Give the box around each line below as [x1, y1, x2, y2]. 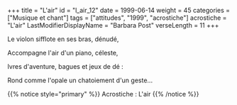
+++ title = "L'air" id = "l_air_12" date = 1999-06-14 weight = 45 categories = [7, 6, 231, 14]
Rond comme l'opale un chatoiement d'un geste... [7, 76, 153, 84]
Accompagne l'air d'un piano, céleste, [7, 49, 118, 57]
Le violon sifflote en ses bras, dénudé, [7, 35, 119, 43]
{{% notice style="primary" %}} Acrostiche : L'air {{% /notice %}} [7, 90, 199, 98]
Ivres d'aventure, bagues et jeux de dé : [7, 62, 124, 70]
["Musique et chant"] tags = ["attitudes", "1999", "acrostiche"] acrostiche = [7, 13, 227, 22]
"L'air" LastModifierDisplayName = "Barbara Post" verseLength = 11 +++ [7, 21, 219, 29]
